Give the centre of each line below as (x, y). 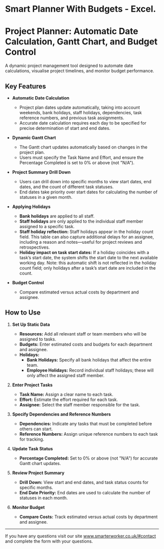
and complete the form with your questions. (49, 541)
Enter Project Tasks (32, 385)
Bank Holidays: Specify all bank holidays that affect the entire (89, 359)
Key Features (26, 86)
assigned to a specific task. (47, 226)
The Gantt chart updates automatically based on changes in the (83, 147)
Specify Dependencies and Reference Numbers (61, 414)
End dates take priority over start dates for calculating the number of (88, 192)
